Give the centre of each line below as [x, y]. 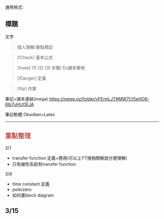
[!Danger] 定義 [31, 78]
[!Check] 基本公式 [35, 57]
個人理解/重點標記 [35, 47]
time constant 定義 [31, 184]
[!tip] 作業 [27, 88]
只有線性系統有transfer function [44, 164]
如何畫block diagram [33, 195]
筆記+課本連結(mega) [27, 99]
